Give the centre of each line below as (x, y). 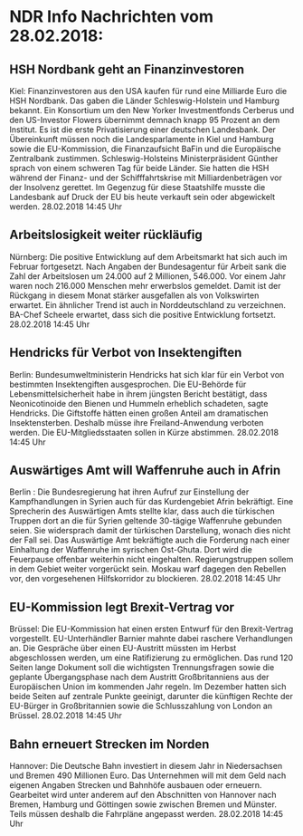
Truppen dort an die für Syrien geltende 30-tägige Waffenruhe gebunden (146, 521)
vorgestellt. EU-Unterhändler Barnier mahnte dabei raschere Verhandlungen (151, 639)
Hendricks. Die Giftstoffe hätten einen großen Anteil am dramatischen (139, 413)
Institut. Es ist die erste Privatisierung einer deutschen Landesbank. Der (142, 130)
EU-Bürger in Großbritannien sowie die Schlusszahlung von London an (141, 706)
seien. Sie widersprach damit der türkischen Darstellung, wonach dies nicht (150, 531)
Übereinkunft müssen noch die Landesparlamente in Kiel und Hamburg (142, 139)
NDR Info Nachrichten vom (112, 17)
